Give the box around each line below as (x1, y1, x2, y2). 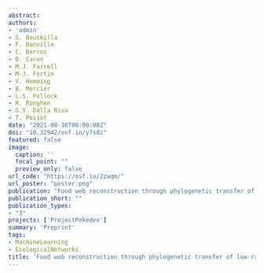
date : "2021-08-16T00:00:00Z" (8, 121, 108, 129)
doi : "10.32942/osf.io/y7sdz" (8, 128, 108, 136)
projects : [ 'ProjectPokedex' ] (8, 216, 108, 224)
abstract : (8, 11, 41, 20)
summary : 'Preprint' (8, 223, 76, 232)
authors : (8, 19, 37, 27)
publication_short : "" (8, 194, 82, 202)
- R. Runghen (8, 99, 51, 107)
